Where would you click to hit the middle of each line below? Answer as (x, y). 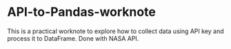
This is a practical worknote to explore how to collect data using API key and (115, 31)
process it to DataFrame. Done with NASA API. (73, 38)
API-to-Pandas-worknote (82, 12)
